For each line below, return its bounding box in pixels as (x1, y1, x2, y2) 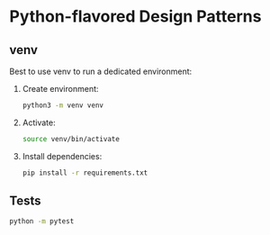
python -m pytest (9, 217, 75, 226)
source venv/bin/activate (22, 134, 120, 143)
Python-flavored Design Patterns (9, 6, 262, 27)
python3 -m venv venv (22, 101, 104, 110)
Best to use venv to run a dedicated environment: (9, 66, 193, 77)
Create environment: (22, 84, 99, 94)
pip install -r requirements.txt (22, 168, 148, 177)
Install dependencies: (22, 150, 103, 161)
